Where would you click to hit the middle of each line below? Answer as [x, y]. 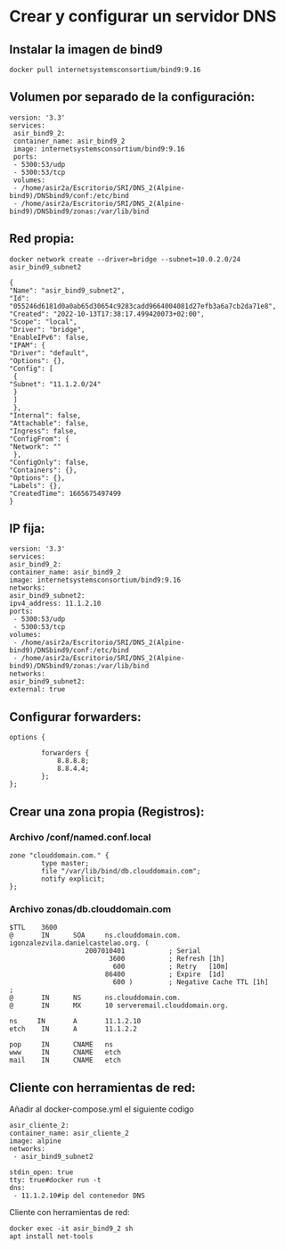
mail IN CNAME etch [65, 1060]
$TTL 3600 [33, 928]
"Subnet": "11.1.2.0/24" [55, 384]
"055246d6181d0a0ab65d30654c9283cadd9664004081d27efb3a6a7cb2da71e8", [143, 306]
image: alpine [36, 1141]
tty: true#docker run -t [55, 1180]
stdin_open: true [41, 1172]
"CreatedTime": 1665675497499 [65, 493]
